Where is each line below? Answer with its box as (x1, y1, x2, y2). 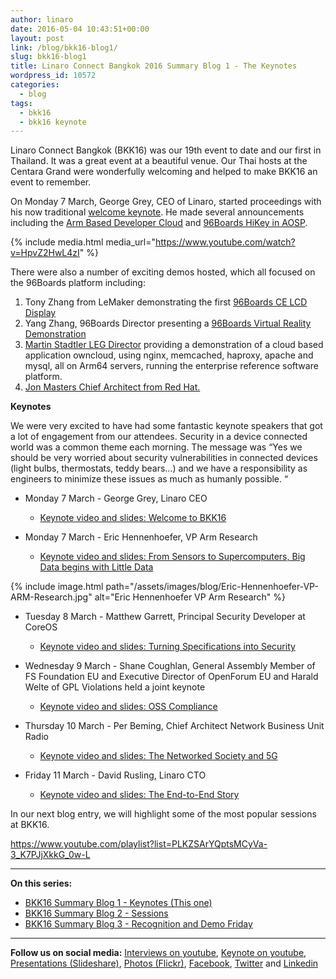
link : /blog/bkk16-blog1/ (10, 42, 118, 53)
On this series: (10, 877, 73, 890)
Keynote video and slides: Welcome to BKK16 (39, 512, 227, 524)
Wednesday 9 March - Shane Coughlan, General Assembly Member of (24, 660, 316, 672)
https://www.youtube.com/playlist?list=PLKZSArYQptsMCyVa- (10, 838, 268, 850)
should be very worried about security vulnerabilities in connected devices (10, 452, 318, 464)
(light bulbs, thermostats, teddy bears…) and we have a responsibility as (10, 462, 308, 475)
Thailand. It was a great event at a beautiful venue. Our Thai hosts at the (10, 155, 308, 167)
